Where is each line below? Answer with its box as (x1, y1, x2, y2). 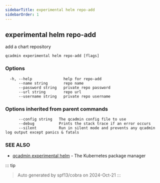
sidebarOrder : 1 (5, 12, 39, 17)
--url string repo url (18, 89, 81, 94)
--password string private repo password (18, 85, 111, 90)
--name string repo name (18, 80, 84, 85)
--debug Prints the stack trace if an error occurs (18, 121, 151, 126)
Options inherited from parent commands (5, 105, 108, 112)
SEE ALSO (5, 141, 30, 148)
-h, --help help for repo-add (9, 76, 101, 81)
